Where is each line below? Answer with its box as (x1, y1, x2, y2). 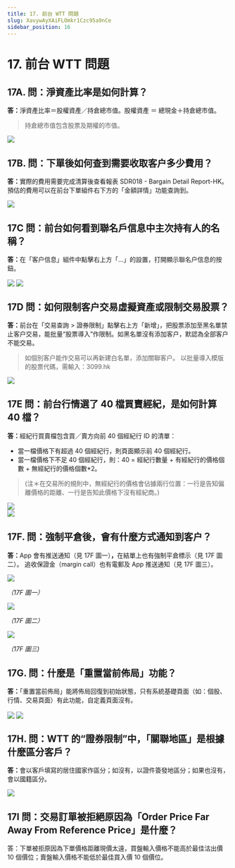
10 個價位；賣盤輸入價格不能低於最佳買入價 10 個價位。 (7, 853, 167, 862)
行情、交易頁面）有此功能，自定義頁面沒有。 (7, 696, 137, 704)
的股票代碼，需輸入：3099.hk (24, 362, 111, 370)
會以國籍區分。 (7, 775, 51, 783)
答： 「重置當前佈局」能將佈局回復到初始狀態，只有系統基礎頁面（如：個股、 (7, 687, 227, 696)
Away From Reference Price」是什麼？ (7, 824, 178, 836)
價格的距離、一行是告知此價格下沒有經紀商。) (30, 488, 160, 496)
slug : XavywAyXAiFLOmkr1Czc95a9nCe (7, 17, 112, 24)
